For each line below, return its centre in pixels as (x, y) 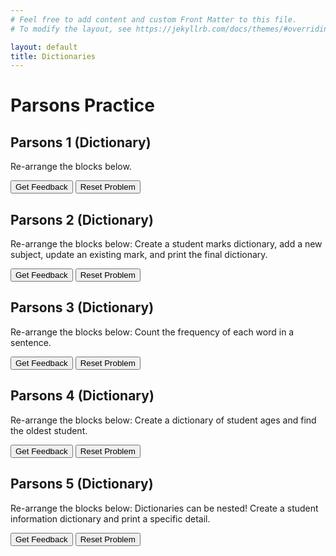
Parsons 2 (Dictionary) (82, 219)
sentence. (31, 342)
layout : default (44, 47)
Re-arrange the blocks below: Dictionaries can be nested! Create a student (164, 508)
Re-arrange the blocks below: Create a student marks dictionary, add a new (166, 244)
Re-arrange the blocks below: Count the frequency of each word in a (152, 332)
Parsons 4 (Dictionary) (82, 396)
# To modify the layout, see (71, 29)
